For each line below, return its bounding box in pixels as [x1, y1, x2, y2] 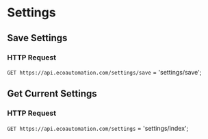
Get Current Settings [7, 88, 97, 100]
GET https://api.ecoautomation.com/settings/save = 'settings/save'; [7, 68, 202, 76]
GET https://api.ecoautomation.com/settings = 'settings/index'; [7, 124, 189, 132]
